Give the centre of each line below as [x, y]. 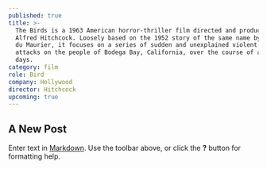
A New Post [38, 129]
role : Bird [26, 75]
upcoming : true [33, 97]
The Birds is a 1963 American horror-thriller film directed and [126, 30]
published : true [35, 15]
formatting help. [35, 156]
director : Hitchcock [43, 89]
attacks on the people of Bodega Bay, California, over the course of [135, 52]
